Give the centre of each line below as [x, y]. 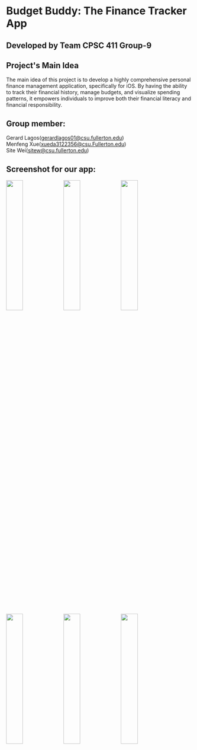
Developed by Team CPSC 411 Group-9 [79, 45]
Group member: [36, 124]
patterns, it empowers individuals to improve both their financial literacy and [98, 98]
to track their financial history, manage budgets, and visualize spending [93, 92]
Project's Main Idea [42, 66]
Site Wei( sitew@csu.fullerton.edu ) [48, 151]
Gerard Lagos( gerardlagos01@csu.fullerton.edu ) [65, 138]
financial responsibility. [34, 105]
